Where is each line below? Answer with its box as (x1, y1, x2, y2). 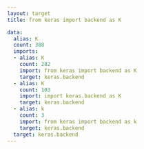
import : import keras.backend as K (19, 93, 122, 100)
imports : (13, 48, 39, 55)
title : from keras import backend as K (7, 16, 122, 23)
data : (7, 29, 23, 36)
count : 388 (13, 42, 45, 49)
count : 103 (19, 87, 51, 93)
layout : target (7, 10, 51, 17)
